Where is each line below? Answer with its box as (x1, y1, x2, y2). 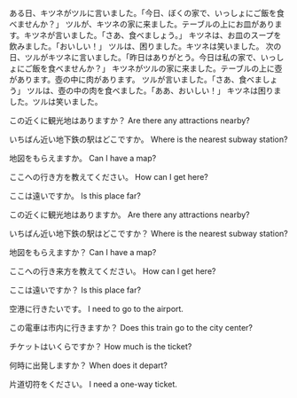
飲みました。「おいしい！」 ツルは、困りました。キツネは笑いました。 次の (9, 41, 282, 51)
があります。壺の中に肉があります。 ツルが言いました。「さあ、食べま (9, 74, 263, 84)
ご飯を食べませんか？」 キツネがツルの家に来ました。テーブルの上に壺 (24, 63, 283, 74)
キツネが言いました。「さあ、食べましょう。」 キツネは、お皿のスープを (23, 30, 282, 40)
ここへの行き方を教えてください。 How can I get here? (9, 172, 208, 182)
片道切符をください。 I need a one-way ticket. (9, 379, 177, 389)
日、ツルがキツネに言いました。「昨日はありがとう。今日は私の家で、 (9, 52, 262, 62)
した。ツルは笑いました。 (9, 97, 103, 106)
